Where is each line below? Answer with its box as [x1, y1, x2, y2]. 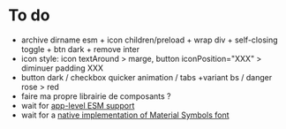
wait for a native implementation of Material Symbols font [20, 110, 230, 120]
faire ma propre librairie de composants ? [20, 90, 171, 102]
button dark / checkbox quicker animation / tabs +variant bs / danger [20, 72, 273, 82]
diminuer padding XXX [20, 63, 103, 73]
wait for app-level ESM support [20, 100, 135, 110]
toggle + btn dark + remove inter [20, 43, 140, 54]
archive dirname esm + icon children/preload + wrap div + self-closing [20, 34, 279, 45]
